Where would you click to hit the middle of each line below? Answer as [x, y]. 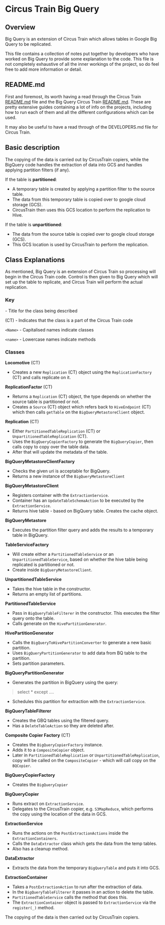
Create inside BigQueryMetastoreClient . [52, 570]
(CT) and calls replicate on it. [41, 378]
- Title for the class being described [41, 311]
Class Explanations [35, 260]
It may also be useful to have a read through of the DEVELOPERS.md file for [82, 127]
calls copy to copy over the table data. [51, 447]
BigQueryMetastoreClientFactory [40, 462]
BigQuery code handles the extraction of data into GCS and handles [74, 164]
